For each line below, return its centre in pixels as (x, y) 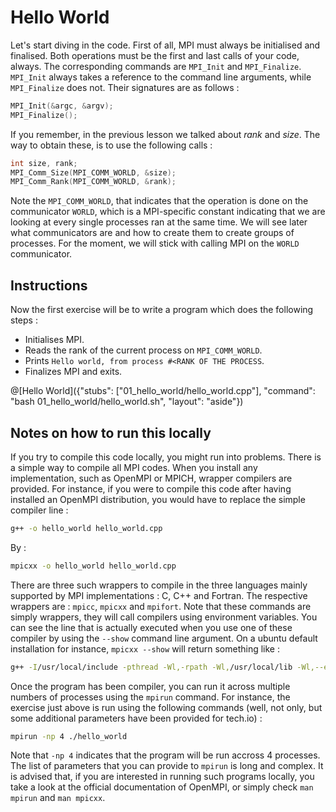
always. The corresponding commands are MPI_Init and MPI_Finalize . (156, 66)
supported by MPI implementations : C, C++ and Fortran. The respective (159, 595)
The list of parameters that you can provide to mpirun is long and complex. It (167, 766)
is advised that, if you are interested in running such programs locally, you (162, 777)
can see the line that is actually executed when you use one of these (151, 627)
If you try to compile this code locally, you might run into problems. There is (166, 457)
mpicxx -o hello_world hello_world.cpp (93, 566)
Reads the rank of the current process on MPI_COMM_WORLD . (143, 350)
